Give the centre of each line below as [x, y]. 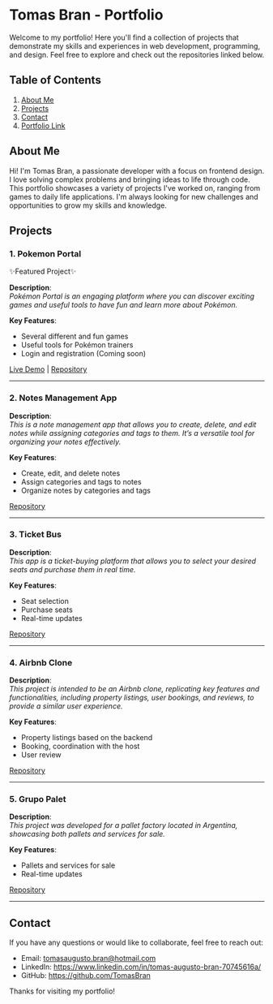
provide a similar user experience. [66, 706]
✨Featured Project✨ [43, 271]
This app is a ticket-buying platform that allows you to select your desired [133, 561]
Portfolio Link [43, 125]
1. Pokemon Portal [45, 253]
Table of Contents [55, 80]
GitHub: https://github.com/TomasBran [85, 976]
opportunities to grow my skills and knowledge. [88, 205]
